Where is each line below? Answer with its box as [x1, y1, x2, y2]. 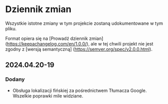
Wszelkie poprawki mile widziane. [12, 92, 83, 99]
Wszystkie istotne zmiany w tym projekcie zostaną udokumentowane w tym [5, 20, 163, 26]
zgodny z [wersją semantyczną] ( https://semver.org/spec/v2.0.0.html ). [5, 46, 153, 52]
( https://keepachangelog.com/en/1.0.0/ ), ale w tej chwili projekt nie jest [5, 40, 153, 46]
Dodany [5, 76, 25, 83]
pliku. [5, 25, 17, 31]
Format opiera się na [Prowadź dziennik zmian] [5, 35, 104, 41]
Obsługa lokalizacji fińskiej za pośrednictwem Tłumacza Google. [12, 87, 147, 93]
